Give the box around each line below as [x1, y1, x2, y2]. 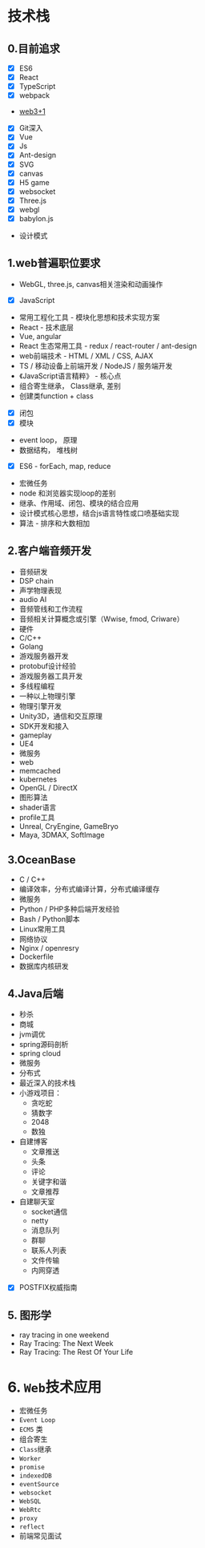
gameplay [18, 730, 53, 740]
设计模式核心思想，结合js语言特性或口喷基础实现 [18, 508, 179, 518]
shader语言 [18, 802, 57, 812]
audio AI [18, 594, 47, 604]
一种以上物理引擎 [18, 691, 76, 701]
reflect [18, 1523, 45, 1531]
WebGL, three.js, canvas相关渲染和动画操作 [18, 279, 163, 289]
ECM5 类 [18, 1425, 43, 1434]
